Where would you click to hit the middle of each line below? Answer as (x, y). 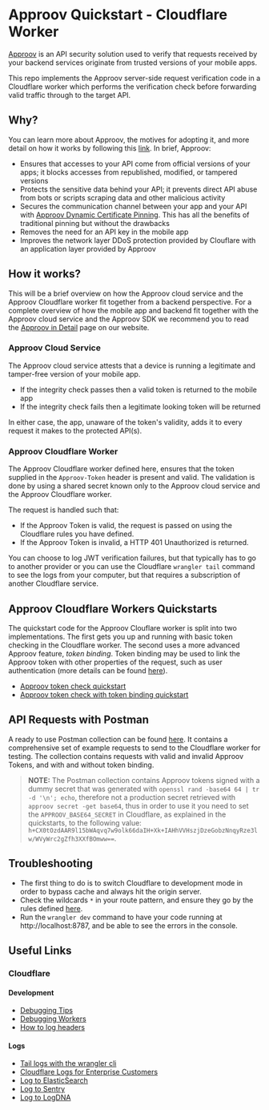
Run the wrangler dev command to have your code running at (121, 917)
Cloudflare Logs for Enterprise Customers (89, 1072)
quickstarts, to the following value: (84, 822)
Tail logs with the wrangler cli (68, 1064)
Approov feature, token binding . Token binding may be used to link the (124, 653)
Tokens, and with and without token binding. (81, 765)
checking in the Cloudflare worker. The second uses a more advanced (124, 645)
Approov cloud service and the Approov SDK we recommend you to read (129, 319)
